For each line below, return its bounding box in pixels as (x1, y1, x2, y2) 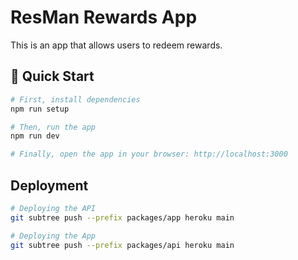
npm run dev (10, 131, 60, 141)
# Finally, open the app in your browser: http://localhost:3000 (10, 149, 288, 160)
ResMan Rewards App (10, 6, 198, 29)
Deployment (10, 177, 89, 194)
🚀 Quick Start (10, 68, 95, 85)
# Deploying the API (10, 203, 97, 213)
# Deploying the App (10, 231, 97, 241)
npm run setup (10, 104, 70, 114)
